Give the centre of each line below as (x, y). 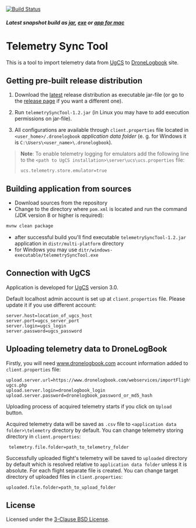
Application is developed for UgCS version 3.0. (62, 287)
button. (15, 413)
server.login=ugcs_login (36, 326)
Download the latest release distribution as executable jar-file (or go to (99, 95)
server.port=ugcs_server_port (43, 321)
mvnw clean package (30, 226)
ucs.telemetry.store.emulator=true (64, 171)
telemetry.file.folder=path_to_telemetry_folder (69, 447)
